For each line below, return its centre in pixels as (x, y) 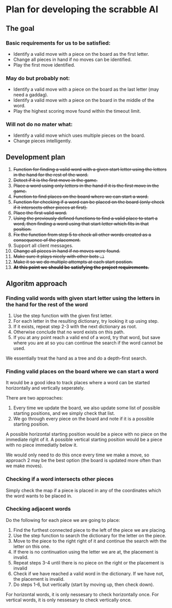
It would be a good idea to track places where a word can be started (78, 383)
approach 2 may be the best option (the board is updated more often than (84, 460)
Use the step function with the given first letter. (63, 316)
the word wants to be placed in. (39, 496)
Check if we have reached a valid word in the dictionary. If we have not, (89, 573)
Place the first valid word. (40, 213)
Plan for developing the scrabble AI (82, 9)
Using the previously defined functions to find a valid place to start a (85, 218)
